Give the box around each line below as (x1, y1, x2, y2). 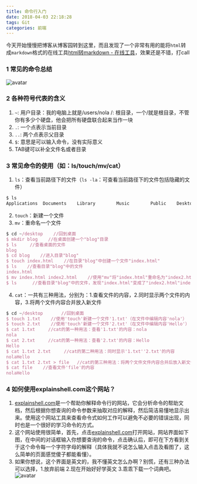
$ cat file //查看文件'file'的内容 (6, 364, 95, 371)
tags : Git (6, 19, 30, 25)
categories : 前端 (6, 25, 47, 31)
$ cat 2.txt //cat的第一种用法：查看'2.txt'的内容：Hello (6, 338, 150, 343)
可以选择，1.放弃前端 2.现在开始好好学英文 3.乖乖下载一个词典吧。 (14, 465, 172, 472)
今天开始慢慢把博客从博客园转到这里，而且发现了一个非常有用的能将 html (6, 42, 181, 49)
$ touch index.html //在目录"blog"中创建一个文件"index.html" (6, 258, 160, 264)
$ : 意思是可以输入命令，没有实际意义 (14, 138, 103, 145)
